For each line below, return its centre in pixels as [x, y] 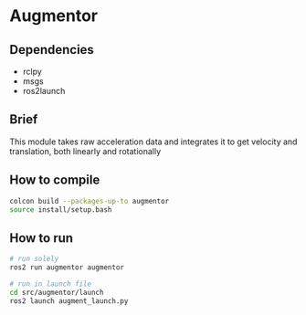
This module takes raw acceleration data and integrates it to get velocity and [153, 142]
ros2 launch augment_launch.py [69, 301]
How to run [42, 238]
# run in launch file [51, 284]
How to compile [55, 180]
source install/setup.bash [61, 210]
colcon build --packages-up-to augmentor [90, 201]
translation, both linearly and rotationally [85, 151]
